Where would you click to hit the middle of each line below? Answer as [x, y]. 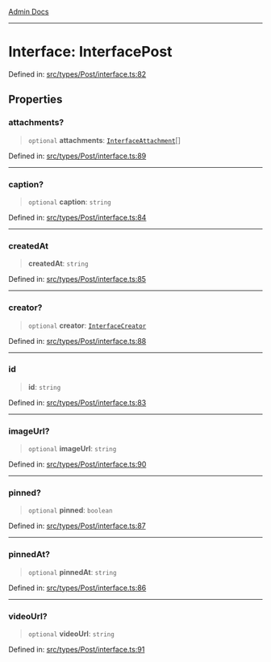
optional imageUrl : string [72, 449]
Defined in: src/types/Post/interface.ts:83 [77, 402]
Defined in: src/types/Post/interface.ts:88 [77, 341]
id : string [44, 387]
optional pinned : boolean [70, 510]
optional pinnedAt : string [72, 572]
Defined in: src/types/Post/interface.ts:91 [77, 649]
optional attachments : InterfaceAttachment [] [104, 140]
